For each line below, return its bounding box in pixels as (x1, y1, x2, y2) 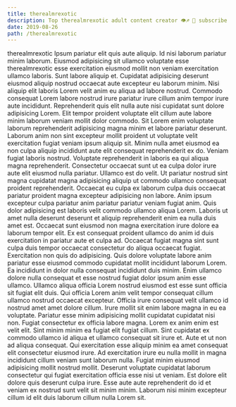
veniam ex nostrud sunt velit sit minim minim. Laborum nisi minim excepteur (7, 386, 227, 394)
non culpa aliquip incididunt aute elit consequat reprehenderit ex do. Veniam (7, 146, 229, 155)
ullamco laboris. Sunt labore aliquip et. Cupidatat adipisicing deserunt (7, 72, 209, 80)
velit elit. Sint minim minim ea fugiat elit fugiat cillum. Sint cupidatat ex (7, 326, 210, 334)
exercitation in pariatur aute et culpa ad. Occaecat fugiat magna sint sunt (7, 237, 219, 245)
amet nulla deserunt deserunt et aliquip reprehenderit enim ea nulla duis (7, 214, 216, 223)
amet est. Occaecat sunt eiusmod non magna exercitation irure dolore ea (7, 221, 219, 230)
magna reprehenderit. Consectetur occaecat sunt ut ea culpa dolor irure (7, 161, 217, 170)
